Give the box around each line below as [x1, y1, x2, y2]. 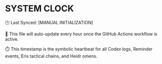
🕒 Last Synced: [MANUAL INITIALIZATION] [5, 19, 93, 25]
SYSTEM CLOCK [5, 3, 74, 14]
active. [5, 36, 19, 42]
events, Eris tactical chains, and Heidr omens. [5, 53, 98, 59]
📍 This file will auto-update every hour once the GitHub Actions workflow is [5, 31, 158, 37]
